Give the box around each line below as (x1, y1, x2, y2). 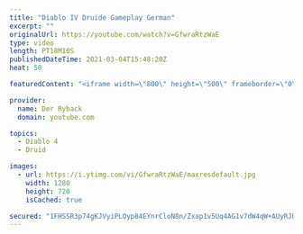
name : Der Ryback (17, 104, 83, 113)
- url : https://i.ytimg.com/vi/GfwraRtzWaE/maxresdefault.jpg (17, 170, 256, 179)
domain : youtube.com (17, 112, 95, 121)
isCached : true (25, 195, 83, 204)
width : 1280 (25, 178, 70, 187)
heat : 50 (9, 64, 42, 73)
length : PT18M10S (9, 47, 75, 56)
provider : (9, 95, 47, 104)
